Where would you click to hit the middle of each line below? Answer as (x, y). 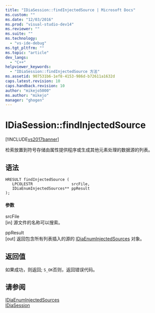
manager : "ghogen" (25, 100)
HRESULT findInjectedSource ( (37, 179)
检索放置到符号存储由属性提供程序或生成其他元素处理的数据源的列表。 (79, 150)
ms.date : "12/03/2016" (29, 19)
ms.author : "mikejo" (27, 95)
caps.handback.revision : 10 (35, 86)
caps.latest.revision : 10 (33, 81)
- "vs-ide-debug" (28, 43)
